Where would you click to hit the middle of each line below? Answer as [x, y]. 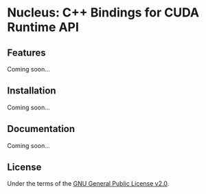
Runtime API [43, 27]
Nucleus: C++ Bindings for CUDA [103, 13]
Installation [32, 91]
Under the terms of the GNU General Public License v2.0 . [88, 184]
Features [26, 53]
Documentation [41, 129]
